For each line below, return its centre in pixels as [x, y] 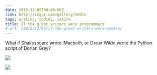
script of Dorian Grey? [28, 48]
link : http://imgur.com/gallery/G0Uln [46, 15]
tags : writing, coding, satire [38, 19]
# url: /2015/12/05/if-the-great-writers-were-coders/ [64, 29]
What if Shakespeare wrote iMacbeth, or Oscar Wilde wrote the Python [79, 43]
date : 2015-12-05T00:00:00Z [35, 10]
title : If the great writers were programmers [55, 24]
